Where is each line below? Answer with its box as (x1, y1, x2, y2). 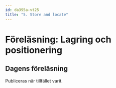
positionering (5, 44, 63, 56)
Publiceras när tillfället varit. (5, 77, 63, 83)
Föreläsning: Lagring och (5, 34, 111, 45)
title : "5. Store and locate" (5, 12, 69, 17)
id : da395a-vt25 (5, 7, 39, 13)
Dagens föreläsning (5, 64, 68, 73)
